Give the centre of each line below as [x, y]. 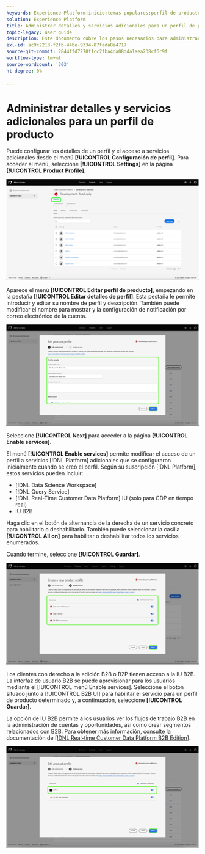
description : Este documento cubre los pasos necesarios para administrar [103, 39]
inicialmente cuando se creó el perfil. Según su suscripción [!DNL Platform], [102, 467]
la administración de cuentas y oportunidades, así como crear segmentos [99, 724]
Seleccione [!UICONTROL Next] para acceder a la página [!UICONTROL [97, 436]
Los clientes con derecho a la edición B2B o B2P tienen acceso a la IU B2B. [101, 674]
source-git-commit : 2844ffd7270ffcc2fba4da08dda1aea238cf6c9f [87, 52]
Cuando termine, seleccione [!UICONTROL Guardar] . [73, 554]
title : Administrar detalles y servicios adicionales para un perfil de [101, 26]
